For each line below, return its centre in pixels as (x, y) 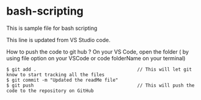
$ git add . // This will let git (99, 69)
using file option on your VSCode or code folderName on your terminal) (96, 58)
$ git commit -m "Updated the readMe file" (62, 80)
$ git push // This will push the (100, 85)
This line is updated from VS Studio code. (58, 40)
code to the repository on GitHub (50, 91)
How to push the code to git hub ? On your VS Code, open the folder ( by (97, 52)
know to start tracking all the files (55, 74)
